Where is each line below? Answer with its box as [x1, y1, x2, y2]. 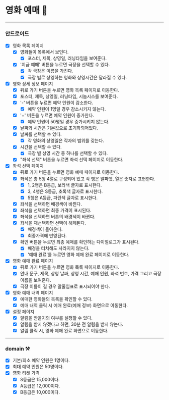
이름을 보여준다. [20, 277, 51, 283]
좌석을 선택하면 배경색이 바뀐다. [20, 201, 82, 207]
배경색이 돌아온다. [27, 226, 63, 232]
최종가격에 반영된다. [27, 233, 67, 239]
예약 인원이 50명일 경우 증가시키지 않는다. [27, 118, 110, 124]
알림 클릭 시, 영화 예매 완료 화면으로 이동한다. [20, 327, 109, 333]
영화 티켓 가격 [12, 370, 40, 376]
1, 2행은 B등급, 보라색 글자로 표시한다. [27, 182, 102, 188]
